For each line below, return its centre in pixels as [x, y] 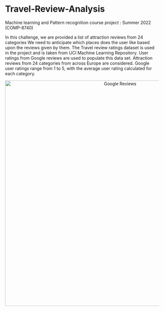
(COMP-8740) [19, 27]
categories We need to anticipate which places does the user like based [77, 42]
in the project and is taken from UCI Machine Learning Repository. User [77, 53]
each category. [20, 73]
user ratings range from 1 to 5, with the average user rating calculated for [79, 68]
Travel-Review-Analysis [55, 9]
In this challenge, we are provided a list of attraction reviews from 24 [74, 37]
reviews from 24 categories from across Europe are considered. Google [77, 63]
